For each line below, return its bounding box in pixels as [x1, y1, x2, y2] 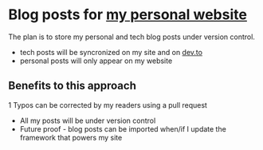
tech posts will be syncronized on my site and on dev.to [19, 47, 203, 57]
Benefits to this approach [8, 79, 137, 93]
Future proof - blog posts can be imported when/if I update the [19, 124, 227, 133]
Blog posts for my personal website [8, 6, 247, 24]
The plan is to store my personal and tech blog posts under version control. [8, 32, 255, 41]
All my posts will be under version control [19, 116, 156, 125]
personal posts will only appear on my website [19, 56, 173, 65]
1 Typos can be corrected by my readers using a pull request [8, 100, 207, 109]
